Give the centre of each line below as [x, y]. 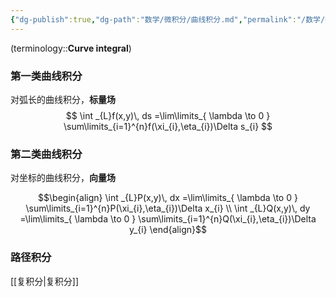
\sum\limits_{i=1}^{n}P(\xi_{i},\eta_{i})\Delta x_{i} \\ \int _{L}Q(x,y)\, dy [168, 208]
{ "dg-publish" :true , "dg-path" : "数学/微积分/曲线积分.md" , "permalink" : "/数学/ [168, 19]
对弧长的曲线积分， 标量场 [63, 99]
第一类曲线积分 [46, 76]
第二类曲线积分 [46, 154]
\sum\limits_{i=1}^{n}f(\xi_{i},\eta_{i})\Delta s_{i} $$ [168, 126]
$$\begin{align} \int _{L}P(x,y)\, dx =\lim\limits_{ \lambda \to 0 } [168, 198]
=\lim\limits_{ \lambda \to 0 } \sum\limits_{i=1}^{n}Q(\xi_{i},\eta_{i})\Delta [168, 219]
